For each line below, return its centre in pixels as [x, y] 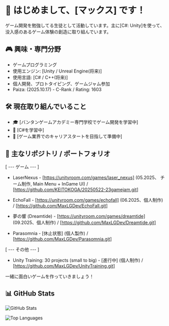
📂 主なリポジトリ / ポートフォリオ [58, 153]
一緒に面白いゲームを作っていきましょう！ [49, 276]
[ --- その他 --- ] [22, 249]
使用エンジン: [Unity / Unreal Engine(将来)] [57, 71]
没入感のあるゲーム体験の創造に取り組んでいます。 [58, 31]
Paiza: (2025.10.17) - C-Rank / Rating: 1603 [57, 89]
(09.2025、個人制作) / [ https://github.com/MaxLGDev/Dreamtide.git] [84, 223]
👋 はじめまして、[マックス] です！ [75, 10]
